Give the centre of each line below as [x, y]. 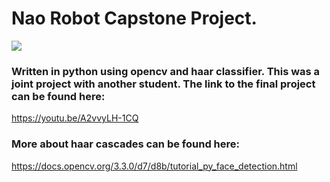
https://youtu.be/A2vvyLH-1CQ [75, 118]
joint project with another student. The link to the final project [163, 84]
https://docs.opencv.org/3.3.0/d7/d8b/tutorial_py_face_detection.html [154, 166]
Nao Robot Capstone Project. [134, 18]
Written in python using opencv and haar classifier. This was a [166, 71]
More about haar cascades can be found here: [126, 144]
